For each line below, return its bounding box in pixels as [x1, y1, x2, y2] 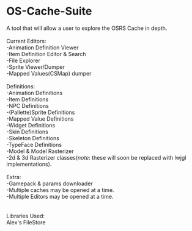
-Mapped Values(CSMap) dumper [6, 69, 92, 77]
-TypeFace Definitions [6, 141, 62, 148]
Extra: [6, 173, 21, 180]
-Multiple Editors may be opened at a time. [6, 193, 114, 200]
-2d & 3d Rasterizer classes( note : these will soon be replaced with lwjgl [6, 154, 186, 161]
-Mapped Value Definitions [6, 115, 74, 123]
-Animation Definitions [6, 89, 63, 96]
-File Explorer [6, 57, 41, 64]
